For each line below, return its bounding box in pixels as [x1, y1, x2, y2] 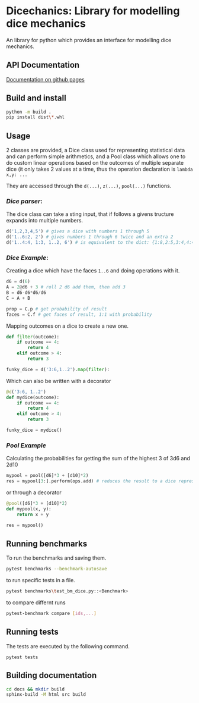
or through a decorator [6, 489, 62, 496]
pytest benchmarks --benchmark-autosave [6, 566, 108, 572]
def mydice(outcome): [6, 394, 60, 400]
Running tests [6, 627, 59, 637]
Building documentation [6, 670, 97, 680]
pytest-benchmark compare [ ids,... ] [6, 611, 97, 617]
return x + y [17, 511, 49, 517]
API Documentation [6, 60, 80, 70]
